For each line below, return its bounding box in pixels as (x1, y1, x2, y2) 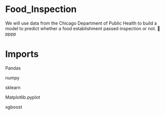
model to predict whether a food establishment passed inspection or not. (5, 25, 156, 31)
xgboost (5, 104, 23, 110)
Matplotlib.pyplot (5, 94, 40, 100)
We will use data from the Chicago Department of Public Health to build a (5, 20, 157, 26)
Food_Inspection (5, 4, 77, 15)
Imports (5, 49, 39, 60)
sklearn (5, 84, 21, 90)
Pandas (5, 65, 21, 71)
